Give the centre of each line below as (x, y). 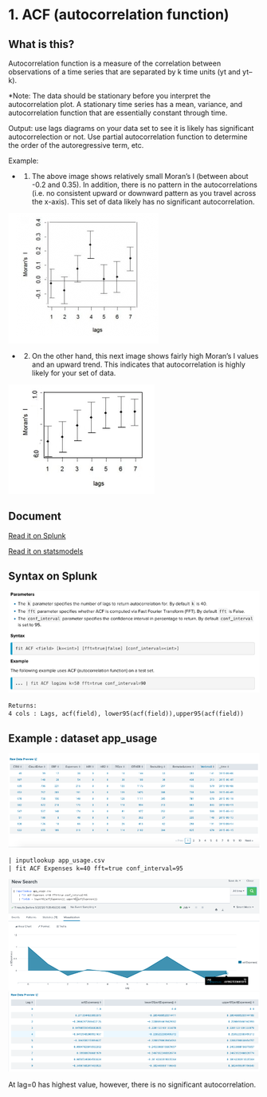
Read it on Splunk (37, 535)
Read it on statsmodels (46, 551)
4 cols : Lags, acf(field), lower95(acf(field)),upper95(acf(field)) (126, 714)
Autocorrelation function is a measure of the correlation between (115, 63)
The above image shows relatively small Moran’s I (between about (140, 176)
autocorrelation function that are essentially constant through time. (118, 113)
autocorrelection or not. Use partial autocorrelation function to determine (128, 137)
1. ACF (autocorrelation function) (119, 15)
